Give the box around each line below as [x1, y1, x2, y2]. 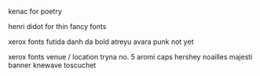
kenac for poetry [8, 7, 63, 16]
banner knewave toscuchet [8, 60, 97, 70]
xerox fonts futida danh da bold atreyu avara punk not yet [8, 37, 194, 46]
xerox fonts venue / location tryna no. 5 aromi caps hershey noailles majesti [8, 52, 253, 61]
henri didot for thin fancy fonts [8, 22, 107, 31]
